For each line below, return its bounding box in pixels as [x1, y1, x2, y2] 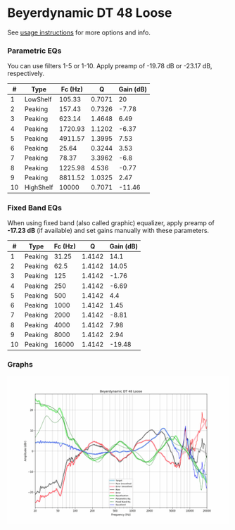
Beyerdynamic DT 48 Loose [7, 5, 172, 21]
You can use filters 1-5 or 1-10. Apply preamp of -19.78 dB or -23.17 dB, [7, 62, 212, 70]
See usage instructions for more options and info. [7, 28, 151, 37]
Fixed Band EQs [7, 203, 62, 213]
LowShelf [24, 95, 52, 103]
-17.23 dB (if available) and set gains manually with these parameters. [7, 227, 210, 235]
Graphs [7, 360, 33, 370]
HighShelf [24, 183, 53, 191]
